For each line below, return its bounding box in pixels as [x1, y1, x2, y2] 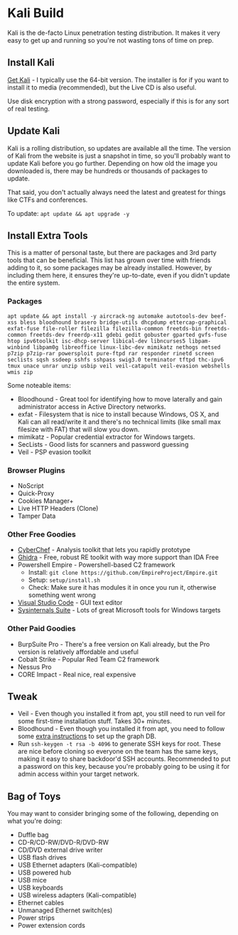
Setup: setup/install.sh [28, 575, 101, 584]
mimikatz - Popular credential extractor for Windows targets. [17, 432, 195, 441]
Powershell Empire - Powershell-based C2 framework [17, 561, 175, 569]
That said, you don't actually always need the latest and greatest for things [7, 188, 226, 196]
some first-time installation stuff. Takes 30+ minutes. [17, 717, 172, 725]
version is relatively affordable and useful [17, 647, 139, 656]
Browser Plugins [7, 465, 65, 475]
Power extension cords [17, 922, 85, 930]
